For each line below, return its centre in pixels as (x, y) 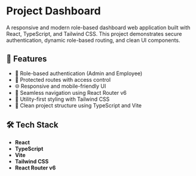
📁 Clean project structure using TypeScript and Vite (78, 105)
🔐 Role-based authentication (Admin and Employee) (79, 73)
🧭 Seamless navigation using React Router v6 (71, 92)
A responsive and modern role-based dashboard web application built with (98, 27)
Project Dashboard (53, 11)
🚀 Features (27, 59)
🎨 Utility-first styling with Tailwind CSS (62, 99)
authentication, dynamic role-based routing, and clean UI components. (93, 40)
